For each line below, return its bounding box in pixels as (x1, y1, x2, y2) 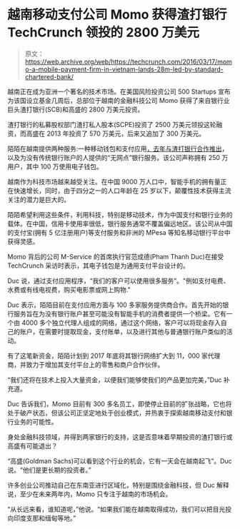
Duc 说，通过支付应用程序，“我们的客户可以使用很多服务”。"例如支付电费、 (7, 276, 230, 285)
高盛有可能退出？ (7, 441, 58, 450)
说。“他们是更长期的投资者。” (7, 465, 91, 474)
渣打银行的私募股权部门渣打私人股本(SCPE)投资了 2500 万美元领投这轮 (7, 120, 216, 129)
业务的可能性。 (13, 417, 58, 425)
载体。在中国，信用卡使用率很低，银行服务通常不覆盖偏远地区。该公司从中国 (7, 219, 233, 228)
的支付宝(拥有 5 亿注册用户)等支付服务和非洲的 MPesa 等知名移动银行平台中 (7, 228, 231, 236)
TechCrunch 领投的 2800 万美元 (7, 24, 200, 41)
